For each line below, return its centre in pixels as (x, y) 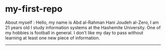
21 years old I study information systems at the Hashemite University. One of (83, 27)
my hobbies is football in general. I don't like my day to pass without (74, 33)
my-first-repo (34, 9)
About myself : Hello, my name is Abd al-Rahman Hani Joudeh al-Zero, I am (82, 22)
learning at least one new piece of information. (53, 38)
